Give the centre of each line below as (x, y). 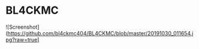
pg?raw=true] (22, 39)
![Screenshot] (22, 27)
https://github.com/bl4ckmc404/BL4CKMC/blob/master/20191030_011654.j (100, 33)
